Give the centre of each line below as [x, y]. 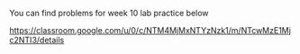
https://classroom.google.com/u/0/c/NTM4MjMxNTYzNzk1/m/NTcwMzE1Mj [150, 30]
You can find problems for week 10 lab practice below [109, 13]
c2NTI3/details [37, 40]
